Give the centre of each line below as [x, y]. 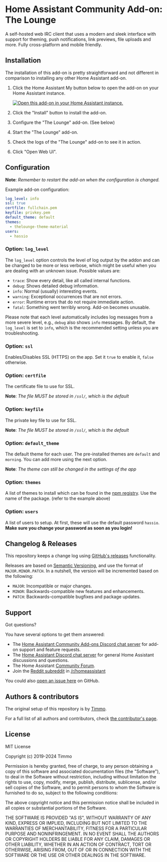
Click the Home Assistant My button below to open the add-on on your [86, 88]
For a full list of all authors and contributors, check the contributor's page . [81, 718]
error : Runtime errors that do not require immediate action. [73, 302]
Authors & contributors [42, 697]
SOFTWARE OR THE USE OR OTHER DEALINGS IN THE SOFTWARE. [75, 855]
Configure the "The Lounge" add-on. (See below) [64, 122]
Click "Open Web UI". [34, 152]
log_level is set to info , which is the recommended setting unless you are [82, 327]
